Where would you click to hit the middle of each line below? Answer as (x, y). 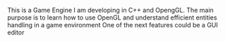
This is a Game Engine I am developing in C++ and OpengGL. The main (110, 10)
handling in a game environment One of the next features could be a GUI (113, 25)
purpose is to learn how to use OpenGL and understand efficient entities (112, 17)
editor (16, 32)
